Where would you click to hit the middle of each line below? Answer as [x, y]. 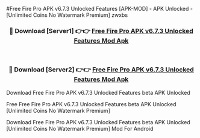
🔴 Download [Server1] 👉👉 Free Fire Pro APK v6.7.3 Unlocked [101, 31]
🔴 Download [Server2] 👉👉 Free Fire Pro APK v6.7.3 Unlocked [101, 70]
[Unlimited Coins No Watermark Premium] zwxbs [67, 15]
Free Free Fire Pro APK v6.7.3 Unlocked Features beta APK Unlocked [91, 104]
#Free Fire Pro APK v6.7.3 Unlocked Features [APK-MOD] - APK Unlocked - [99, 9]
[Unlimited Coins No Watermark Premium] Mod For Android [80, 128]
